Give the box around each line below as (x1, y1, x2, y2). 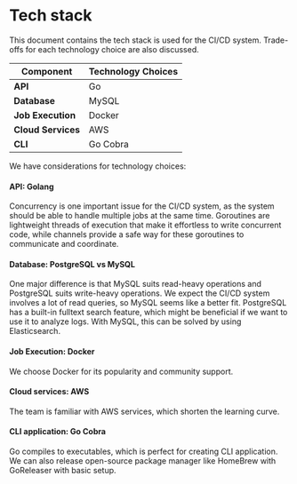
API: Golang (9, 181, 55, 192)
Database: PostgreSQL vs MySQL (9, 258, 136, 269)
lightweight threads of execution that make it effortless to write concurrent (9, 219, 282, 231)
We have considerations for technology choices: (9, 161, 187, 171)
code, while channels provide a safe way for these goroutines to (9, 229, 245, 240)
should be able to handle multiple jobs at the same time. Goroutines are (9, 210, 270, 221)
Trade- (263, 35, 289, 45)
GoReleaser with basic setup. (9, 464, 117, 475)
